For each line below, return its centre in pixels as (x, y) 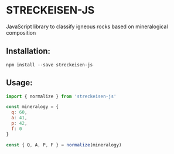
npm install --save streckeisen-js (50, 65)
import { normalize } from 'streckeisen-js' (61, 96)
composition (21, 32)
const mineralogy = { (33, 107)
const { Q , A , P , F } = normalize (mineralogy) (64, 145)
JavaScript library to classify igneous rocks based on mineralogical (87, 26)
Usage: (20, 83)
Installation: (28, 51)
